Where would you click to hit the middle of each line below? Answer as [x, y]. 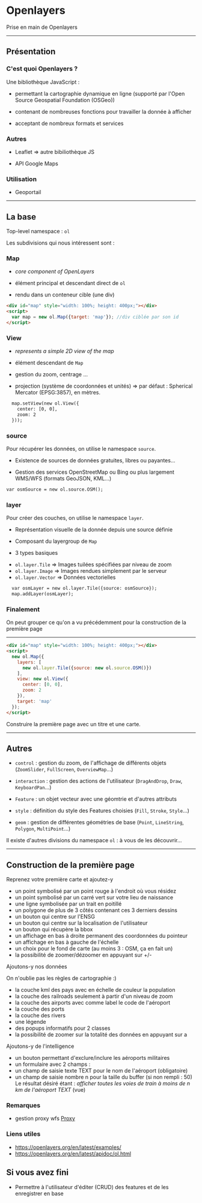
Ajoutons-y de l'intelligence [40, 1046]
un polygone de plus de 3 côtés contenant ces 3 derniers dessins [96, 910]
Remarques [23, 1106]
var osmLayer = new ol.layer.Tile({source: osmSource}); [84, 589]
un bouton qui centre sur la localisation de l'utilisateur [81, 923]
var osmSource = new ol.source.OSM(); [55, 489]
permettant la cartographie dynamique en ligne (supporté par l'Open [100, 93]
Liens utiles [23, 1134]
